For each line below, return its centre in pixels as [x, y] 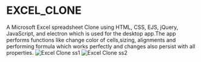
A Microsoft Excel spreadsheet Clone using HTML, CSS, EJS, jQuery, [92, 27]
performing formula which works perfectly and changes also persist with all [101, 46]
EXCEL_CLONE [44, 11]
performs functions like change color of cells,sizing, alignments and [91, 40]
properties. [20, 52]
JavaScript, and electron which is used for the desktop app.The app [91, 33]
